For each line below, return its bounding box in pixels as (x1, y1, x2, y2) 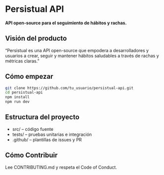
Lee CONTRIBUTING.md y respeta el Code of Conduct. (5, 164, 117, 170)
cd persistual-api (5, 90, 43, 95)
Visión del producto (5, 34, 67, 43)
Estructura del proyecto (5, 113, 80, 121)
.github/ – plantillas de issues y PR (12, 136, 82, 142)
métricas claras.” (5, 58, 40, 64)
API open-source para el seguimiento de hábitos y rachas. (5, 20, 127, 26)
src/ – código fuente (12, 126, 53, 132)
